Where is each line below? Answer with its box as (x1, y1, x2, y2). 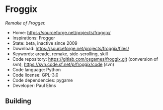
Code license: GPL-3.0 (12, 72, 59, 78)
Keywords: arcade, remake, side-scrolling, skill (12, 51, 108, 57)
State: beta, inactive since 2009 (12, 40, 78, 46)
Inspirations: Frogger (12, 35, 56, 41)
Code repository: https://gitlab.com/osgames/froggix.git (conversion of (12, 56, 158, 62)
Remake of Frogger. (5, 20, 46, 26)
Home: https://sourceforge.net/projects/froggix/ (12, 29, 111, 35)
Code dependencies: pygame (12, 77, 73, 83)
